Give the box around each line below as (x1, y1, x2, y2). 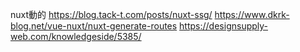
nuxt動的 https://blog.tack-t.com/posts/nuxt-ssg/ (10, 9, 213, 20)
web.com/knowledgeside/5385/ (10, 31, 142, 42)
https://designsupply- (179, 20, 269, 32)
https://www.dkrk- (214, 9, 290, 20)
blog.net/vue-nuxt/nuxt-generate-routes (10, 20, 178, 32)
